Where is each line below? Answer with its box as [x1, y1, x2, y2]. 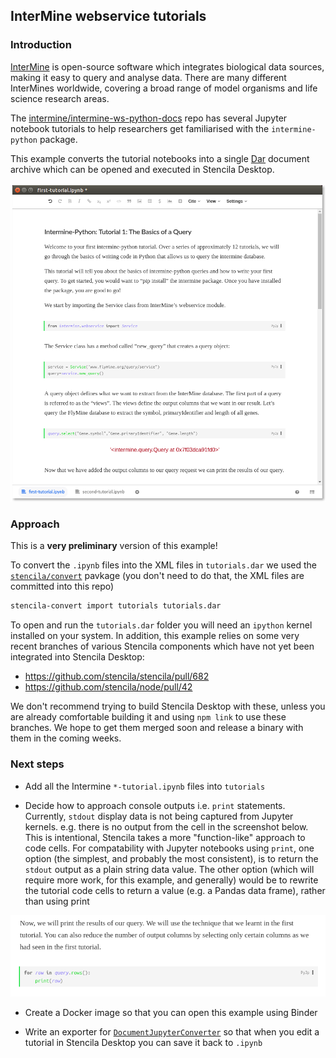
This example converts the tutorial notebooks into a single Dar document [10, 152, 310, 164]
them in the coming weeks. [10, 732, 122, 744]
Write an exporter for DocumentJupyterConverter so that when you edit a [24, 1025, 320, 1038]
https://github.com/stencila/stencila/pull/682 [24, 670, 210, 683]
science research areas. [10, 92, 110, 104]
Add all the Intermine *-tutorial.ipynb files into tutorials [24, 780, 266, 792]
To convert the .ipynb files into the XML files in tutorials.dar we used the [10, 559, 317, 571]
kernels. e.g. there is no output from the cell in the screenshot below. [24, 820, 309, 833]
